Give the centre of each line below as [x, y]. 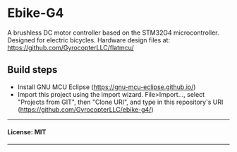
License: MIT [27, 132]
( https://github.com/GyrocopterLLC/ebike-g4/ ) [85, 109]
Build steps [32, 70]
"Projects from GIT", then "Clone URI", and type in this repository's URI [120, 102]
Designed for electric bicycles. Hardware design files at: [89, 40]
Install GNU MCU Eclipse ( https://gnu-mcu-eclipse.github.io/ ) [107, 87]
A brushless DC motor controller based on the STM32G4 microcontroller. [113, 33]
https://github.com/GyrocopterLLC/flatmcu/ [71, 47]
